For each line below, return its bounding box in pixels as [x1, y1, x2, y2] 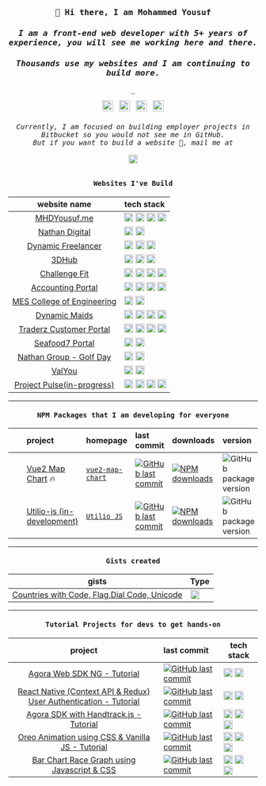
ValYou [51, 365, 78, 376]
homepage [85, 435, 128, 446]
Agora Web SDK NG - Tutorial [28, 668, 140, 679]
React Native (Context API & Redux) [17, 686, 150, 697]
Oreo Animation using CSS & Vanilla [17, 731, 150, 742]
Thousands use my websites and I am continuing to [15, 58, 251, 68]
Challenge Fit [39, 268, 89, 279]
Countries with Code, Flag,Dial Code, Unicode [12, 589, 183, 600]
